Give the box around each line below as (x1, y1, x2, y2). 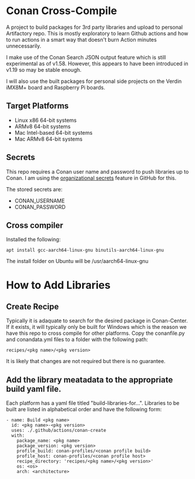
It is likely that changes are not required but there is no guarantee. (6, 358, 166, 365)
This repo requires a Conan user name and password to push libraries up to (6, 168, 189, 175)
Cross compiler (6, 220, 63, 230)
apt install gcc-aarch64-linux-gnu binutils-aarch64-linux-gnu (6, 247, 164, 254)
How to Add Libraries (6, 278, 110, 292)
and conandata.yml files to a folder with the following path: (6, 336, 149, 343)
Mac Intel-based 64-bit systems (14, 129, 93, 136)
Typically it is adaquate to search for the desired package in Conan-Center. (6, 317, 188, 324)
